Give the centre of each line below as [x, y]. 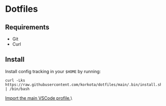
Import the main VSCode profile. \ [39, 98]
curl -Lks [15, 80]
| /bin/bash [17, 89]
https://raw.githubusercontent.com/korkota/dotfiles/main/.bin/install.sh [84, 84]
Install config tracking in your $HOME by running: [53, 71]
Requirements [27, 27]
